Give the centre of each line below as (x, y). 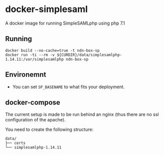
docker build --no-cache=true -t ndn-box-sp (52, 50)
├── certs (16, 143)
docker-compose (33, 102)
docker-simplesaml (46, 9)
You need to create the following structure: (49, 129)
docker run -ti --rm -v (30, 55)
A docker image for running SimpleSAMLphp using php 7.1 (65, 23)
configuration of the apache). (36, 120)
